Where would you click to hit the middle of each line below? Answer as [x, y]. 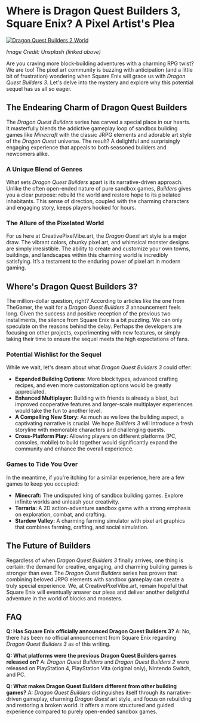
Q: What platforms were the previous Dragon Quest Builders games [92, 656]
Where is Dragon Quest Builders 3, [93, 11]
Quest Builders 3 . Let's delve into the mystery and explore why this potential [100, 82]
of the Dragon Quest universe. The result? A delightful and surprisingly [93, 141]
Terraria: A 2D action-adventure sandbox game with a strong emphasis [103, 508]
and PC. [16, 675]
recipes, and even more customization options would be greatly [93, 385]
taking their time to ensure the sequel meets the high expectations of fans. [98, 339]
